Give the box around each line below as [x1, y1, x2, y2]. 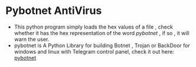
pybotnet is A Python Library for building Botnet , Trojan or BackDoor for [14, 42, 190, 49]
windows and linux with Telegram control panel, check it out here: [14, 48, 175, 55]
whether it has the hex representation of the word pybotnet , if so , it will [14, 29, 190, 36]
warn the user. [14, 36, 50, 43]
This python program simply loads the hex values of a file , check [14, 23, 174, 30]
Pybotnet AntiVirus [5, 4, 102, 17]
